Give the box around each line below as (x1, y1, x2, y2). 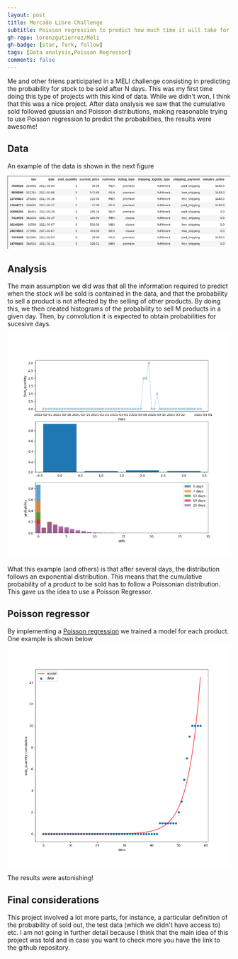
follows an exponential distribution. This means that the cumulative (7, 572, 203, 581)
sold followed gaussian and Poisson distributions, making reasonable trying (7, 107, 228, 115)
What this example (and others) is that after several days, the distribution (7, 565, 220, 574)
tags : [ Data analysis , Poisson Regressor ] (7, 49, 132, 56)
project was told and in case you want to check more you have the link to (7, 936, 221, 944)
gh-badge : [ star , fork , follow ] (7, 41, 103, 49)
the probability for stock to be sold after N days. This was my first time (7, 84, 213, 92)
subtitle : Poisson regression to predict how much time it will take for (7, 26, 230, 33)
